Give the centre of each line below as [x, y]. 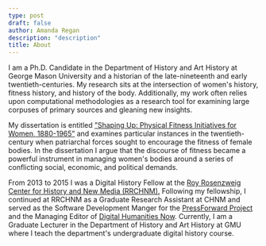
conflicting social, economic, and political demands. [93, 167]
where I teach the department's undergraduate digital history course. [121, 233]
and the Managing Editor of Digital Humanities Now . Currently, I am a [120, 217]
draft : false [30, 23]
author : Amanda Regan [44, 30]
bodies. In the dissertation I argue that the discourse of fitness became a [127, 151]
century [21, 142]
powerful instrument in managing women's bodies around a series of [121, 159]
